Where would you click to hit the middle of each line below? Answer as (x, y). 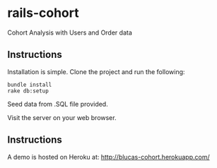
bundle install (30, 85)
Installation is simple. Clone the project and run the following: (96, 71)
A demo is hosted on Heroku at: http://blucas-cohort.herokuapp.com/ (108, 157)
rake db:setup (28, 91)
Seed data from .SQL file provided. (58, 104)
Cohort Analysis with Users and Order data (70, 32)
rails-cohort (43, 13)
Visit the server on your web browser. (62, 117)
